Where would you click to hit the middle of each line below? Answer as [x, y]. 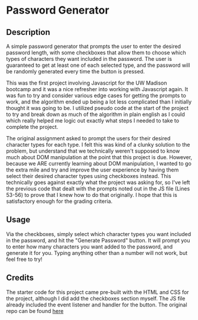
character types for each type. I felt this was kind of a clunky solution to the [98, 145]
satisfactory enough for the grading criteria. [59, 201]
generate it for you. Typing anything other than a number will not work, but [97, 253]
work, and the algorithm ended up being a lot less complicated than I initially [99, 102]
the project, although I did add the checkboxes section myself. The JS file [96, 298]
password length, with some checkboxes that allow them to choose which [96, 53]
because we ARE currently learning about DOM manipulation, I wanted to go [99, 164]
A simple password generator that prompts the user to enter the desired [94, 46]
